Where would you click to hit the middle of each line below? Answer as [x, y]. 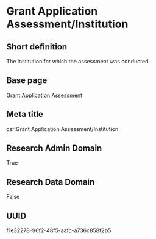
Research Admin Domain [54, 148]
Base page [27, 80]
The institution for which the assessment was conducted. [78, 61]
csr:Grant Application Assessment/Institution [62, 129]
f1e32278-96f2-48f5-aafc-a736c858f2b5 [59, 230]
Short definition [37, 47]
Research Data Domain [51, 182]
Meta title [25, 114]
